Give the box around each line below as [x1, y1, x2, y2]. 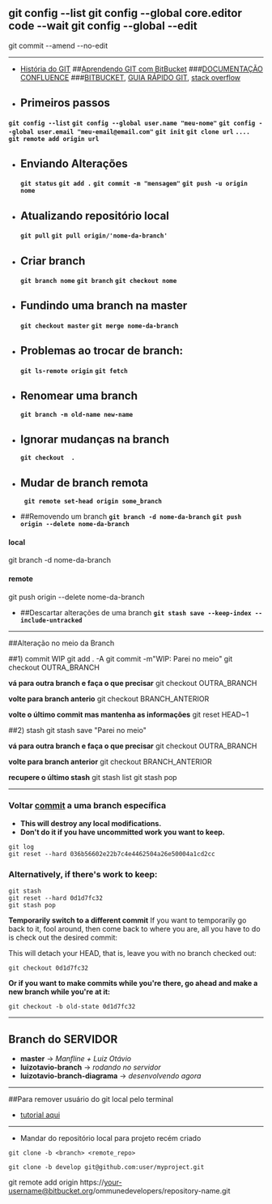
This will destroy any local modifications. [19, 818, 162, 828]
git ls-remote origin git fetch [19, 366, 128, 375]
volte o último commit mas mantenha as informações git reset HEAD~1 [8, 709, 249, 719]
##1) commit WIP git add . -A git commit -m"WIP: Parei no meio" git [8, 653, 233, 663]
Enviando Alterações [19, 157, 128, 171]
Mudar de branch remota [19, 476, 148, 490]
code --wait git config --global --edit [8, 19, 198, 33]
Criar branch [19, 254, 86, 268]
